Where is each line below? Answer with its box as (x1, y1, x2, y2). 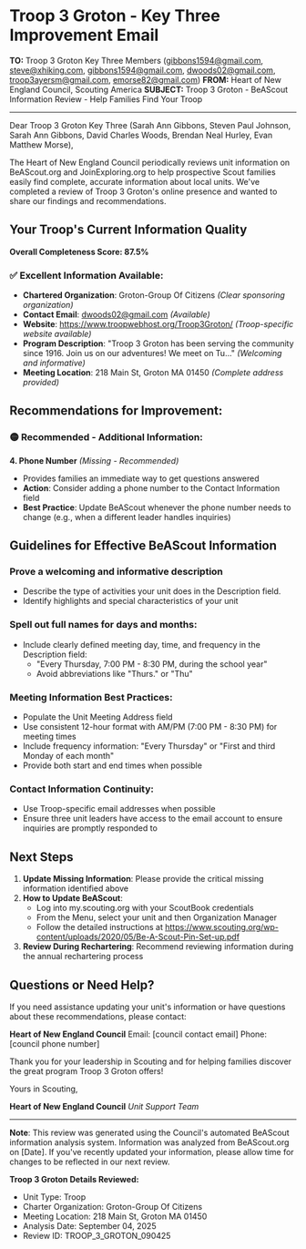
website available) (22, 329, 92, 340)
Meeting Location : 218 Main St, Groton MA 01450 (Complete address (22, 367, 284, 378)
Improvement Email (9, 25, 159, 46)
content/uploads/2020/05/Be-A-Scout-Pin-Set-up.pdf (36, 931, 240, 943)
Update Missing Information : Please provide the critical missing (22, 874, 264, 885)
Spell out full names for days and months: (9, 619, 198, 631)
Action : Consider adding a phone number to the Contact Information (22, 482, 280, 493)
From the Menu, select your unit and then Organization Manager (36, 912, 278, 923)
